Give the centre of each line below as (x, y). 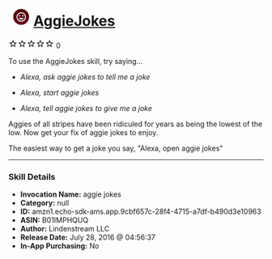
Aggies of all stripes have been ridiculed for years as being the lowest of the (136, 124)
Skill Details (32, 176)
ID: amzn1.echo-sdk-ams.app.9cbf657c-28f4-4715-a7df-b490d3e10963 (140, 212)
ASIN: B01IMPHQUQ (54, 220)
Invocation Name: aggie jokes (70, 194)
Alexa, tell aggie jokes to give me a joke (86, 108)
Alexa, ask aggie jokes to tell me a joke (85, 77)
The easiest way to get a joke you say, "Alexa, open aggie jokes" (116, 148)
